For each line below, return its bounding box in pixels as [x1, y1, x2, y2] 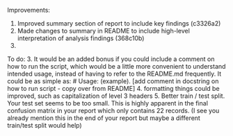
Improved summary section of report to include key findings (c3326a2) [17, 19, 221, 27]
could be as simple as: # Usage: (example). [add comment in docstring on [7, 77, 219, 85]
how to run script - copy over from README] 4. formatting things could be [7, 85, 220, 92]
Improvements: [7, 6, 51, 14]
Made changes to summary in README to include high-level [17, 27, 190, 35]
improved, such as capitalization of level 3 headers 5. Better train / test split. [7, 92, 225, 100]
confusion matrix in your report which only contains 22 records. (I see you [7, 107, 220, 114]
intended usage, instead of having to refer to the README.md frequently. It [7, 69, 222, 78]
